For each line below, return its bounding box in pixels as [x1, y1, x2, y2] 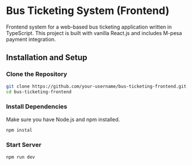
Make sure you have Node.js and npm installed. [6, 115, 120, 123]
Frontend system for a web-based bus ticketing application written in [6, 23, 172, 30]
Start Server [6, 141, 42, 149]
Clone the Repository [6, 70, 68, 78]
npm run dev [6, 154, 35, 160]
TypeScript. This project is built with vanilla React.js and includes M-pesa [6, 29, 182, 36]
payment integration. [6, 36, 57, 43]
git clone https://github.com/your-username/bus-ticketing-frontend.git [6, 83, 187, 89]
